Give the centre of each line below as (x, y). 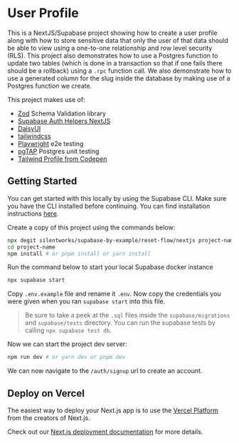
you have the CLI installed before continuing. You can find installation (109, 206)
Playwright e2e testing (51, 143)
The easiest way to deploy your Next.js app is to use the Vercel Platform (113, 410)
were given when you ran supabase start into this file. (86, 301)
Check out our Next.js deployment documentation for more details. (105, 432)
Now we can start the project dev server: (67, 344)
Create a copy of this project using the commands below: (91, 227)
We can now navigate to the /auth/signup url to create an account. (105, 371)
